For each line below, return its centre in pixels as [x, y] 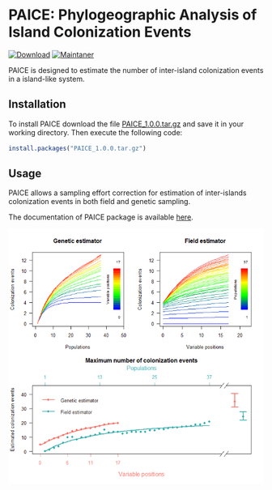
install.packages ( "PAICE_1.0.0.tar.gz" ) [78, 148]
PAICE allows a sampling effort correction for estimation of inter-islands [127, 193]
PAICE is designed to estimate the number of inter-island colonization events [136, 70]
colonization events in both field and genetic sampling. [100, 202]
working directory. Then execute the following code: [96, 132]
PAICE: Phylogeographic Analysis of [133, 15]
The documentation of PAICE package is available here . [101, 217]
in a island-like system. [47, 79]
